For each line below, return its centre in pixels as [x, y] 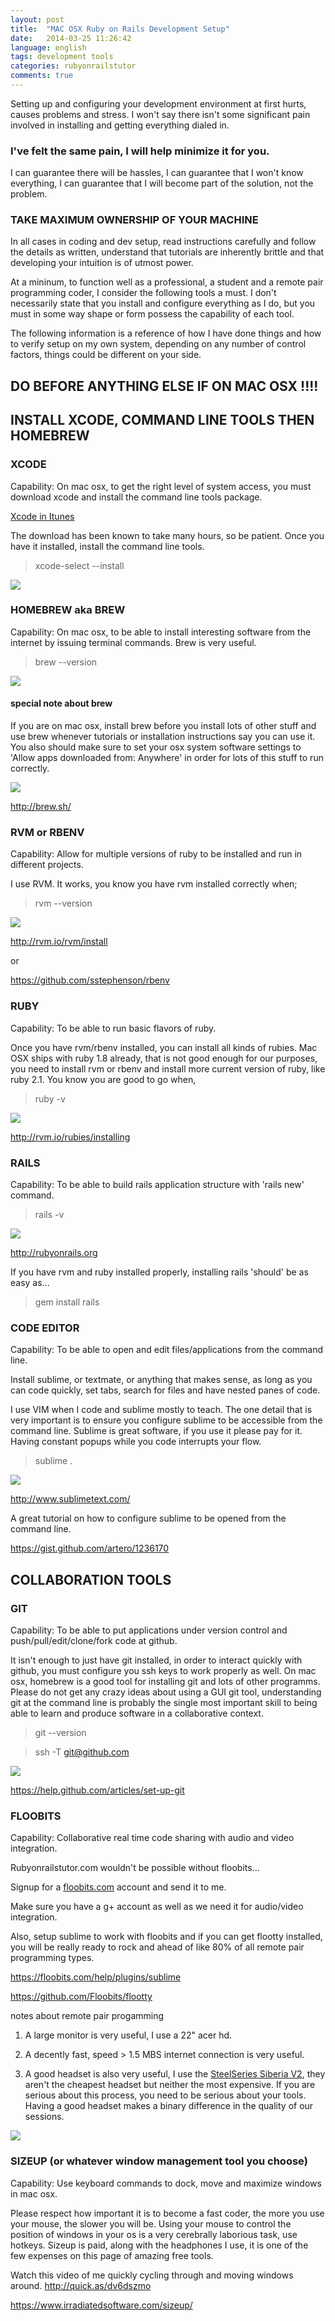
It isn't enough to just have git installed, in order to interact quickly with [156, 1660]
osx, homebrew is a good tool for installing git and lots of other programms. [165, 1681]
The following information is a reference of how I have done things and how [166, 333]
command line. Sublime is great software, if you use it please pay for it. [156, 1431]
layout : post [37, 19]
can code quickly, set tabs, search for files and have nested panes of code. [165, 1390]
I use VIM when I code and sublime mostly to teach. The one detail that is [161, 1410]
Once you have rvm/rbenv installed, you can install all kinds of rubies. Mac [164, 1047]
